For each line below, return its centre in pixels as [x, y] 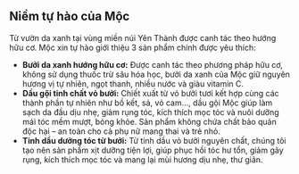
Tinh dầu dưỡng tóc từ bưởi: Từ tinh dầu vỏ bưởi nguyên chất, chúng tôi [154, 140]
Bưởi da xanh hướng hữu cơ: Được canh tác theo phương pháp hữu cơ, [152, 64]
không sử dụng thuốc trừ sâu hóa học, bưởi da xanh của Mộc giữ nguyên [156, 74]
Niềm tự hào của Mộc [70, 17]
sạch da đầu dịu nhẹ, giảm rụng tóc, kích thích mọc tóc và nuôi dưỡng [150, 112]
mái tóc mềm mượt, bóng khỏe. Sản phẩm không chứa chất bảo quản [149, 121]
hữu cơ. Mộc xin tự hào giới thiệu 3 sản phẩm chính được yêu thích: [133, 47]
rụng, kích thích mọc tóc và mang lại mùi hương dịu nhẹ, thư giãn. [142, 159]
